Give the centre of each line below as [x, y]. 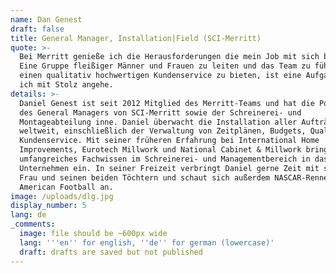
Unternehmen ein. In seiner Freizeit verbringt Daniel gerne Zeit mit [169, 168]
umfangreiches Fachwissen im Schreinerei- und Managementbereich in [165, 159]
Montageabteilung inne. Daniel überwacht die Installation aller [158, 122]
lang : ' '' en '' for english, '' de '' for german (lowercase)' [147, 242]
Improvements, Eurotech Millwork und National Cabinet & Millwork [160, 150]
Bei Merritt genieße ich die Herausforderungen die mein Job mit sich [169, 57]
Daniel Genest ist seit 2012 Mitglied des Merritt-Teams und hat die [167, 103]
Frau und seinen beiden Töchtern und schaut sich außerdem [145, 177]
